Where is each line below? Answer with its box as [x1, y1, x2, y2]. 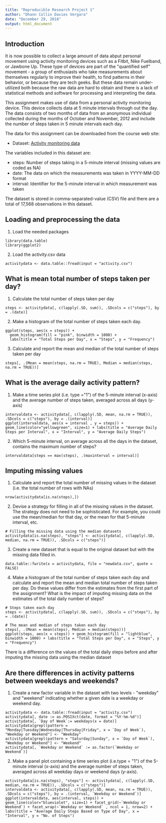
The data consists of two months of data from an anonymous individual [5, 110, 152, 116]
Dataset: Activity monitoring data [12, 140, 80, 146]
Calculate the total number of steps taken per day [12, 295, 115, 302]
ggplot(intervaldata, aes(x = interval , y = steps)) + [5, 420, 124, 425]
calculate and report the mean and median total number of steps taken [12, 580, 158, 586]
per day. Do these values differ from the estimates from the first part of [12, 585, 159, 591]
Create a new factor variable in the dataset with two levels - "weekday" [12, 690, 159, 696]
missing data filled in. [12, 552, 56, 558]
